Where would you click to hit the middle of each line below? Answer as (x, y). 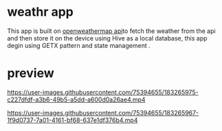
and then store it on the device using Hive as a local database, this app (107, 38)
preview (31, 73)
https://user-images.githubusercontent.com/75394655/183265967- (103, 112)
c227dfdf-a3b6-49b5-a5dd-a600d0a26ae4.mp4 (76, 99)
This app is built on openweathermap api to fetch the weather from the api (111, 31)
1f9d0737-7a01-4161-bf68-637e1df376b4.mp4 (73, 120)
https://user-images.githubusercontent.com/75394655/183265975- (103, 92)
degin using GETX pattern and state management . (79, 45)
